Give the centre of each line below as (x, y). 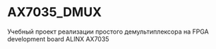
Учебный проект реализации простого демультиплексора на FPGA (108, 31)
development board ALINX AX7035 (58, 38)
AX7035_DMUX (55, 12)
